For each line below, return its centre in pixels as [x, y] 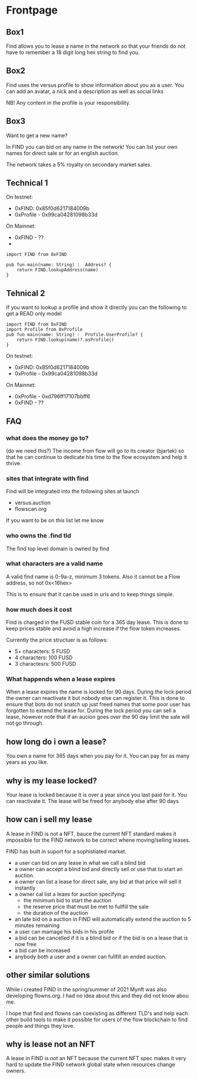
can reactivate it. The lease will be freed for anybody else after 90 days [93, 801]
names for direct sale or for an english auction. [63, 153]
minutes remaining [37, 925]
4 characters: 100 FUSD [44, 658]
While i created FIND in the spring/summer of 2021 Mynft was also [86, 989]
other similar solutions [48, 975]
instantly [25, 888]
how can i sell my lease [49, 820]
